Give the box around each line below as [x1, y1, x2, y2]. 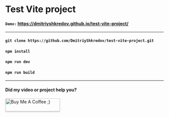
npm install [5, 49, 30, 54]
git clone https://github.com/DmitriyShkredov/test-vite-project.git [5, 38, 154, 43]
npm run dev [5, 60, 30, 65]
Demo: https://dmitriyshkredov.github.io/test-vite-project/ [5, 20, 129, 26]
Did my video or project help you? [5, 87, 77, 93]
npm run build [5, 70, 35, 75]
